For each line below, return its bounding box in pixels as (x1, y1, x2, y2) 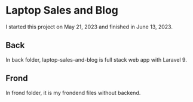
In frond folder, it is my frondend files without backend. (5, 89, 141, 96)
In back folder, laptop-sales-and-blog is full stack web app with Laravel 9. (5, 56, 188, 63)
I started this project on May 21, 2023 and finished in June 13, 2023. (5, 23, 173, 30)
